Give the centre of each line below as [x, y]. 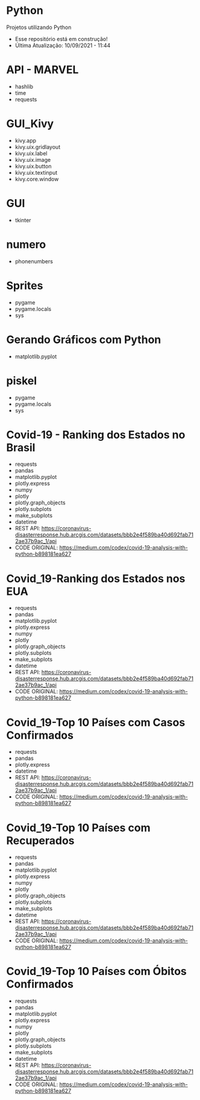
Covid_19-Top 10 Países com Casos [96, 722]
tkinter [23, 220]
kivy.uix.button [33, 166]
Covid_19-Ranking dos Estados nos [96, 578]
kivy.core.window [37, 179]
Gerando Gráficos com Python [84, 339]
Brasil [21, 447]
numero [26, 244]
